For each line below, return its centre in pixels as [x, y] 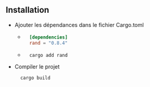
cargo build [35, 78]
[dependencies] [48, 37]
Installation [27, 10]
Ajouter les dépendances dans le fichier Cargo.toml [79, 25]
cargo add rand [48, 55]
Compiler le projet [37, 67]
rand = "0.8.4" [48, 43]
